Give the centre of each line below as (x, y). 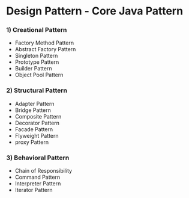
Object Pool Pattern (39, 75)
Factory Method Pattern (44, 43)
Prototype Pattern (37, 62)
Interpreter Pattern (38, 184)
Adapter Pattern (35, 104)
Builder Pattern (33, 69)
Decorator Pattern (37, 123)
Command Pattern (37, 177)
